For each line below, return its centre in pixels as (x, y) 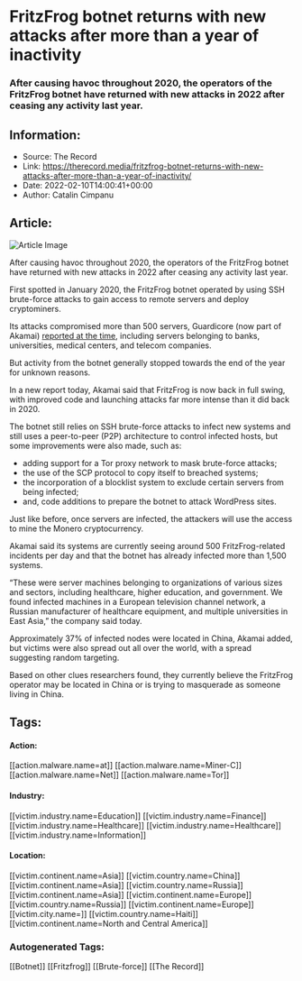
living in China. (37, 694)
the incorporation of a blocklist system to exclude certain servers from (153, 482)
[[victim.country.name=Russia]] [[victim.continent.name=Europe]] (132, 904)
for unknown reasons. (50, 372)
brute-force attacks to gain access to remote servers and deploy (129, 298)
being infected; (50, 491)
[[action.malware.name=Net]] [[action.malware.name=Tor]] (119, 775)
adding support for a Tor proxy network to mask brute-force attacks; (150, 463)
